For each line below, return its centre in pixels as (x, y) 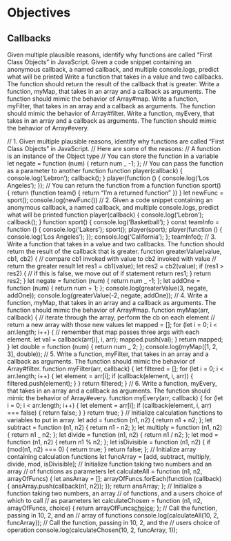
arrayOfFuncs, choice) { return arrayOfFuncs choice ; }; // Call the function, (112, 508)
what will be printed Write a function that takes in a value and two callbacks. (115, 77)
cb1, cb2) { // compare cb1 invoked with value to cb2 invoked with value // (112, 259)
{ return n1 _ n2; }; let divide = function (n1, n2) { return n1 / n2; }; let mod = (113, 435)
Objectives (39, 13)
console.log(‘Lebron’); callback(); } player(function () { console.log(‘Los (108, 178)
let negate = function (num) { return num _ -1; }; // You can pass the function (115, 163)
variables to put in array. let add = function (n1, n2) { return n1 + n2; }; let (110, 420)
